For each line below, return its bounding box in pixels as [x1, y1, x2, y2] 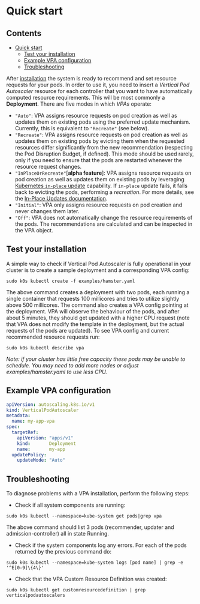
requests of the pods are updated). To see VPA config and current [6, 327, 169, 334]
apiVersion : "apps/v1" [17, 435, 74, 441]
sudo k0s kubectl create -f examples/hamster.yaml [6, 278, 135, 284]
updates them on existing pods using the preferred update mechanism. [14, 118, 190, 125]
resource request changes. [14, 163, 82, 170]
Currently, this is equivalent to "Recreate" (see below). [14, 125, 150, 131]
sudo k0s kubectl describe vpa [6, 345, 84, 351]
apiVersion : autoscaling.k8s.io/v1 [6, 401, 95, 408]
